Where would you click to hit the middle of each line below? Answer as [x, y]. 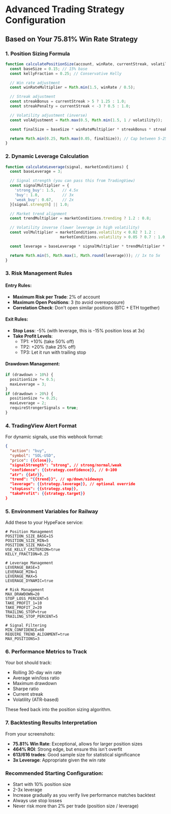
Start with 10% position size [42, 784]
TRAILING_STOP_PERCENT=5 [32, 617]
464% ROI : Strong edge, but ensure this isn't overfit [67, 749]
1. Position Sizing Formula [38, 54]
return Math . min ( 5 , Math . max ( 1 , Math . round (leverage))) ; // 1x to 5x [85, 255]
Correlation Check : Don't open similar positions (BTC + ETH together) [86, 307]
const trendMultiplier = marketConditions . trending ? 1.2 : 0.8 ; [81, 218]
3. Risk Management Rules [39, 273]
